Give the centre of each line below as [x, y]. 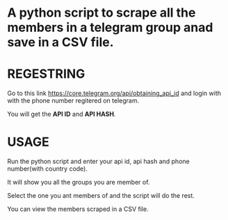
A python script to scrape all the [101, 13]
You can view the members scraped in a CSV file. [78, 209]
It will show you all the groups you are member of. [79, 183]
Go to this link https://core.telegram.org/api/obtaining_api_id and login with [114, 93]
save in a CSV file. [60, 42]
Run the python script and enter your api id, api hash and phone [98, 162]
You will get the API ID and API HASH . [62, 114]
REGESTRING [46, 74]
